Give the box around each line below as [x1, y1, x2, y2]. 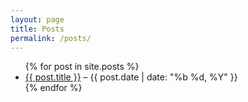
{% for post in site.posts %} [24, 61, 140, 73]
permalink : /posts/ [10, 33, 92, 43]
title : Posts [10, 24, 65, 34]
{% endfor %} [24, 82, 83, 94]
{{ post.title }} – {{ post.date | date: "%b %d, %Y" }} [24, 71, 238, 83]
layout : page [10, 14, 65, 25]
